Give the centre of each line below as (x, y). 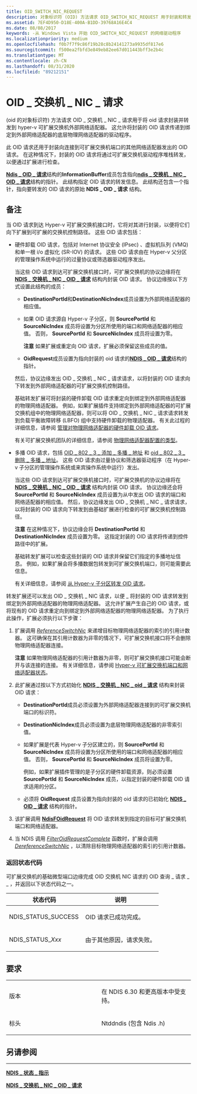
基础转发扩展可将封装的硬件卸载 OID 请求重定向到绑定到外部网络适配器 (100, 398)
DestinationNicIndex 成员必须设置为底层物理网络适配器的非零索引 (103, 725)
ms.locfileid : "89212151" (38, 72)
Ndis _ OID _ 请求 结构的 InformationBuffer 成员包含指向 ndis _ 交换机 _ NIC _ (96, 175)
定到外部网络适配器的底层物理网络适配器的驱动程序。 (70, 135)
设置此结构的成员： (43, 286)
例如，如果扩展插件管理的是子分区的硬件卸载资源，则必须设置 (98, 772)
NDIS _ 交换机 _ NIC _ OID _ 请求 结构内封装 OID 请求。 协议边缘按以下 (98, 279)
